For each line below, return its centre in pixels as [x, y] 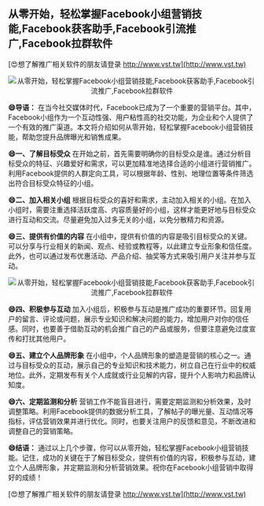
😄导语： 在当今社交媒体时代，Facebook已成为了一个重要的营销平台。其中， [132, 107]
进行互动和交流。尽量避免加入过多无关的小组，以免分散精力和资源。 [118, 220]
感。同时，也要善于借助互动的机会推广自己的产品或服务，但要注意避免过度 [128, 328]
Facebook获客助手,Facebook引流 [104, 29]
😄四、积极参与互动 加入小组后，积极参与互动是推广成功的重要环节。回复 [126, 308]
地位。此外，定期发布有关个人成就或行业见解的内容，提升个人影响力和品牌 [128, 375]
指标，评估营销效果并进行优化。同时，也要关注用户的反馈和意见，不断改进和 [132, 421]
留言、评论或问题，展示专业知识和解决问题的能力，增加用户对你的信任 [135, 319]
